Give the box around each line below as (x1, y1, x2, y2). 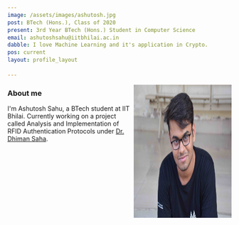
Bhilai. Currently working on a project (7, 112, 117, 121)
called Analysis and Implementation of (7, 119, 119, 128)
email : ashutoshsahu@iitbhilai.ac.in (7, 34, 119, 41)
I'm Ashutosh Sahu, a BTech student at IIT (7, 104, 130, 113)
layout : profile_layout (7, 57, 78, 64)
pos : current (7, 49, 46, 56)
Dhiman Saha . (7, 135, 48, 143)
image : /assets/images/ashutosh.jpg (7, 11, 116, 18)
